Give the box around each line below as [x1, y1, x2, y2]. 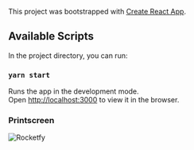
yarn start [8, 71, 50, 79]
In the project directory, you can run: [8, 51, 128, 60]
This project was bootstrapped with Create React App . [8, 7, 187, 16]
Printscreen [8, 115, 55, 126]
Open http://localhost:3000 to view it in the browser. [8, 95, 180, 105]
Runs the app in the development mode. [8, 87, 139, 96]
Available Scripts [8, 29, 94, 43]
